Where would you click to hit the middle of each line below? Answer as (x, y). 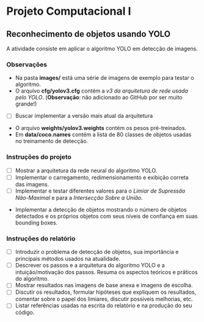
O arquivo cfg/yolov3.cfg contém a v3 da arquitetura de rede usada (101, 91)
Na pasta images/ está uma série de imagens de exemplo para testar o (104, 78)
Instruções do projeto (39, 157)
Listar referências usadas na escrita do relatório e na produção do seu (104, 305)
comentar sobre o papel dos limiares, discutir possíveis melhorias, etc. (104, 299)
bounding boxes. (36, 223)
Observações (27, 64)
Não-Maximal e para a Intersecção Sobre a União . (79, 197)
